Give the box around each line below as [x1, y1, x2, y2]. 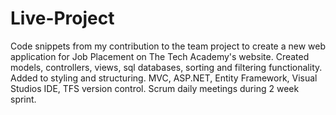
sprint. [10, 93, 37, 105]
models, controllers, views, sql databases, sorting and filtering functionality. [10, 61, 323, 73]
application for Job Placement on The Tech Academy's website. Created [10, 50, 310, 62]
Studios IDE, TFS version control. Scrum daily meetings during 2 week [10, 82, 300, 94]
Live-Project [10, 7, 115, 30]
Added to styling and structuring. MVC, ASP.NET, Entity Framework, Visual [10, 72, 318, 84]
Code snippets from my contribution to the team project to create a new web [10, 40, 327, 52]
